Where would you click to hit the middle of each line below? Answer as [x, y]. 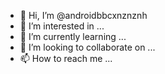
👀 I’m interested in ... [62, 26]
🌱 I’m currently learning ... [73, 36]
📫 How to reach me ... [66, 58]
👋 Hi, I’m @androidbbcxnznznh [83, 15]
